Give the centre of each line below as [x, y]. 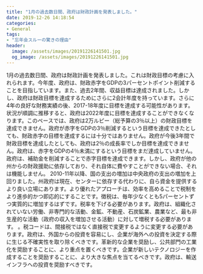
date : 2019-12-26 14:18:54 [40, 18]
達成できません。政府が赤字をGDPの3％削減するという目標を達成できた [96, 128]
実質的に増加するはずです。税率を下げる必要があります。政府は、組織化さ [104, 204]
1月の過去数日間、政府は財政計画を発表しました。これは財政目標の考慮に [98, 75]
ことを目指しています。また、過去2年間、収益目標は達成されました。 [92, 90]
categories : [21, 23]
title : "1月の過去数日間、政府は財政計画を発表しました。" [72, 12]
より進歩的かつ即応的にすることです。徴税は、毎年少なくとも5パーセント [98, 196]
